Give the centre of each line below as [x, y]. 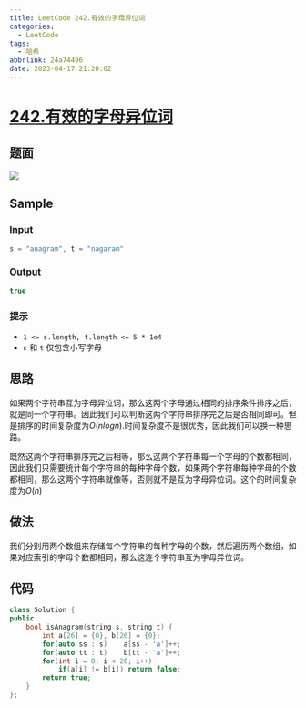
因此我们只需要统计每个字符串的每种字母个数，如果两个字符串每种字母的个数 [153, 467]
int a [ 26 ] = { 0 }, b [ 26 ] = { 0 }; [102, 635]
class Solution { [42, 610]
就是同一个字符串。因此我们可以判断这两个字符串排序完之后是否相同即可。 [149, 414]
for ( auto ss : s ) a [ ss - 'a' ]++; [112, 644]
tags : [20, 43]
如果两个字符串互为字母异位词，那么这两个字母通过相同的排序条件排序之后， [153, 402]
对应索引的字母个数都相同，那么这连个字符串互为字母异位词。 [133, 557]
